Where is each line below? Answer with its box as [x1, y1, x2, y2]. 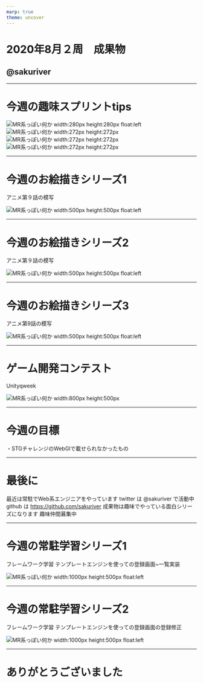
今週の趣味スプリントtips [6, 100, 132, 114]
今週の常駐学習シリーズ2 [6, 603, 129, 617]
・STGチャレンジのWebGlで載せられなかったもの [6, 445, 129, 452]
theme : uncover [6, 15, 45, 21]
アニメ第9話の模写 [6, 320, 53, 327]
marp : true [6, 8, 34, 15]
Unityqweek [6, 382, 36, 390]
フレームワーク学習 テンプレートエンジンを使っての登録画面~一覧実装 [6, 560, 180, 568]
